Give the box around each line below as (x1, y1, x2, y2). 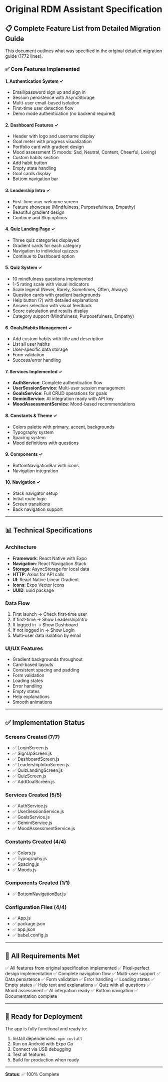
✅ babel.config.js (12, 932, 48, 938)
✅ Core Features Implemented (5, 65, 80, 72)
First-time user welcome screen (12, 198, 78, 204)
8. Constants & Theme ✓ (5, 413, 57, 419)
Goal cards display (12, 171, 51, 177)
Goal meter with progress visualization (12, 139, 92, 145)
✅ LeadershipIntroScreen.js (12, 761, 69, 767)
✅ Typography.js (12, 855, 47, 861)
